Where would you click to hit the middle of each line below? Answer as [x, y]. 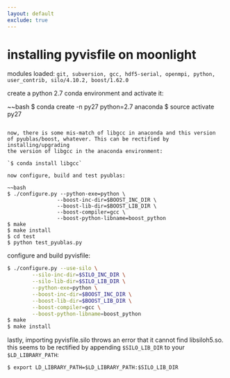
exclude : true [28, 20]
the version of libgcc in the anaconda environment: [85, 151]
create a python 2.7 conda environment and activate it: [85, 93]
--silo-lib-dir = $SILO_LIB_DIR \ [79, 282]
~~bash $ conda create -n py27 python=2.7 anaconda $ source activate [111, 107]
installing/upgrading [39, 145]
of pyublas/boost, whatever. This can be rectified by [88, 139]
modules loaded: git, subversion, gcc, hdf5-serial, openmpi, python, [111, 74]
